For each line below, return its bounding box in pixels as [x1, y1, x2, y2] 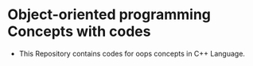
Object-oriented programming [7, 6, 212, 24]
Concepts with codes [7, 22, 151, 41]
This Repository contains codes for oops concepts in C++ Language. [18, 49, 246, 58]
